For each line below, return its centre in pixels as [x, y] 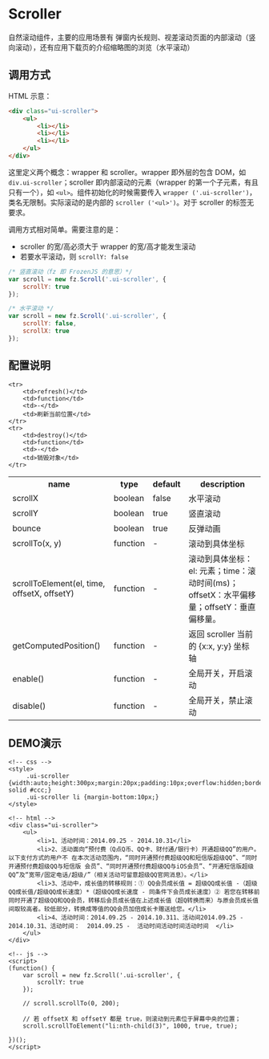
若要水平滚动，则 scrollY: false [74, 256]
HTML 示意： [30, 96]
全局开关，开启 [216, 673]
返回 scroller [211, 633]
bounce [27, 528]
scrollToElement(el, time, [59, 583]
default [167, 484]
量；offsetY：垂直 [222, 607]
